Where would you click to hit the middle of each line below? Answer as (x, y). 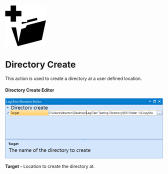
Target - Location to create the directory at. (50, 166)
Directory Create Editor (30, 90)
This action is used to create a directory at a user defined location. (74, 78)
